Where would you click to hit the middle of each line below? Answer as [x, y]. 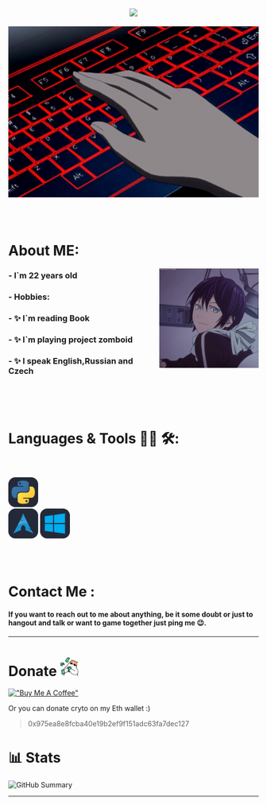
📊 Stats [35, 758]
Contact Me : [52, 592]
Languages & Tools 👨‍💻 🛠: [94, 439]
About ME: [44, 251]
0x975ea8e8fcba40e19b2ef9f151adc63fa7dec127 [108, 724]
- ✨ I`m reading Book [49, 318]
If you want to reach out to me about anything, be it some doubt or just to [131, 614]
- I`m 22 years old [43, 276]
